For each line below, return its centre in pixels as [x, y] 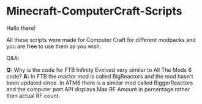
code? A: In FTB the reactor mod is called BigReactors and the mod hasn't [100, 76]
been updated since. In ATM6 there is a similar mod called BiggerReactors [100, 83]
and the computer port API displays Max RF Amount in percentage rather [98, 89]
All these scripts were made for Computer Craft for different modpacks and [101, 40]
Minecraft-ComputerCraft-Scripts [94, 11]
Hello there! [21, 28]
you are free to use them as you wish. [54, 46]
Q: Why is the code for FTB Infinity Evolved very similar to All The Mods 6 [99, 70]
